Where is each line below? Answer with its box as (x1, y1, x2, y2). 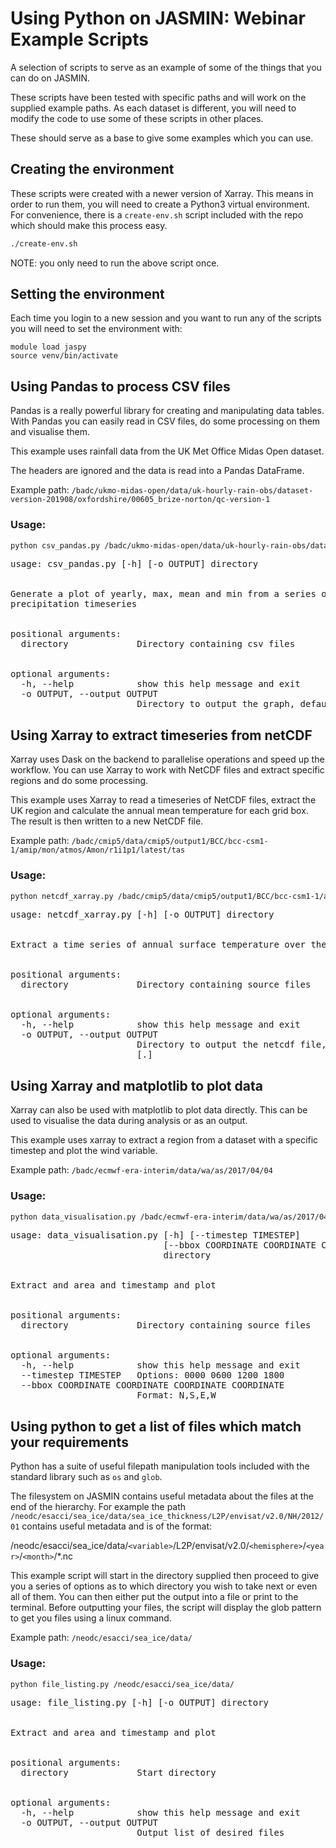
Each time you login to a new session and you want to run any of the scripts (10, 312, 322, 324)
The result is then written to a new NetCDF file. (10, 815, 204, 827)
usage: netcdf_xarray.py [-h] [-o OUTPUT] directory (10, 909, 275, 921)
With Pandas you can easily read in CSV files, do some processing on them (10, 415, 321, 427)
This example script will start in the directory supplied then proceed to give (10, 1570, 320, 1582)
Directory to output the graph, (136, 698, 296, 710)
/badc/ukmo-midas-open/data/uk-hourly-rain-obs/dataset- (71, 486, 314, 496)
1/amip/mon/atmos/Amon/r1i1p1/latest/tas (10, 845, 186, 856)
